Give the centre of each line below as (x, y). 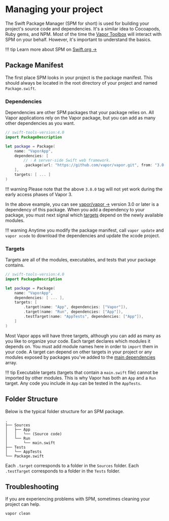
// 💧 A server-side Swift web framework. (67, 161)
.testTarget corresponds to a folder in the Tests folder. (63, 471)
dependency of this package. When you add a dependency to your (75, 209)
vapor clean (18, 514)
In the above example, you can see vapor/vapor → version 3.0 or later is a (82, 204)
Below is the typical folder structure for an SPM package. (65, 411)
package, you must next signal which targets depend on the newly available (84, 215)
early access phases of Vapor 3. (39, 194)
